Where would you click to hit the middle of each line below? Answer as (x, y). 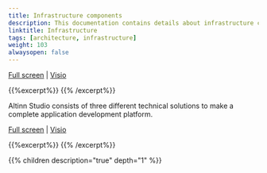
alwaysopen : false (39, 52)
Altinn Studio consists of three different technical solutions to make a (121, 106)
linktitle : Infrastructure (53, 30)
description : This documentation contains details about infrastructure (131, 23)
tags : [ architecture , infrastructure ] (72, 38)
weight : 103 (28, 45)
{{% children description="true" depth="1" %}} (85, 160)
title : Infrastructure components (66, 15)
